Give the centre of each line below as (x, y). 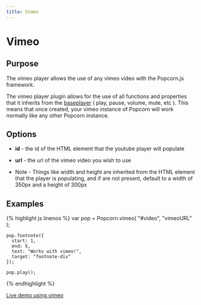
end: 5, (21, 246)
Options (22, 134)
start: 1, (24, 241)
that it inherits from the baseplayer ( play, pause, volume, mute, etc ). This (97, 102)
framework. (20, 84)
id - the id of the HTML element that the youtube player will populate (100, 149)
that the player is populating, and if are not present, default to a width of (104, 179)
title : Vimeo (22, 12)
